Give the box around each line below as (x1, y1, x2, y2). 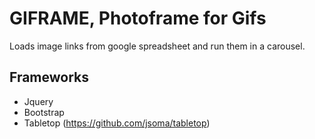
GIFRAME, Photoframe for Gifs (9, 7, 267, 30)
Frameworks (9, 69, 90, 86)
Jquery (23, 95, 54, 107)
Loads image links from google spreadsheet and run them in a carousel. (9, 40, 306, 52)
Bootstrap (23, 106, 65, 118)
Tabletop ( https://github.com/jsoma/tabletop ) (23, 117, 211, 129)
